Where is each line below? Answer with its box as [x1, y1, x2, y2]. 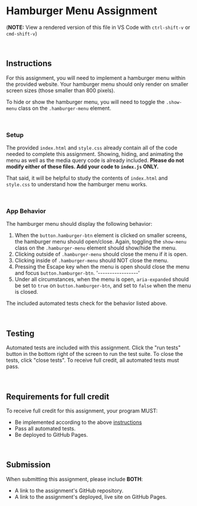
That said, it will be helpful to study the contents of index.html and [6, 174, 168, 181]
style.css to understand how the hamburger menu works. [6, 181, 147, 188]
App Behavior [6, 207, 46, 215]
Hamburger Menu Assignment [6, 4, 157, 18]
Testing [6, 328, 35, 338]
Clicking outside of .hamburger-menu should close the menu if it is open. [14, 251, 188, 258]
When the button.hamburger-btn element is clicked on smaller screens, [14, 232, 187, 239]
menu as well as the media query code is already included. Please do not [6, 157, 185, 164]
